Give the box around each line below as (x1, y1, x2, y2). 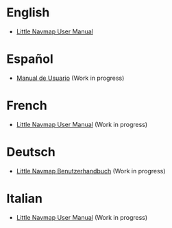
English (6, 5, 50, 20)
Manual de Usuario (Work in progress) (16, 74, 125, 82)
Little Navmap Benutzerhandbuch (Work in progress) (16, 167, 166, 175)
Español (6, 51, 54, 67)
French (6, 98, 47, 113)
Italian (6, 190, 42, 206)
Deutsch (6, 145, 56, 160)
